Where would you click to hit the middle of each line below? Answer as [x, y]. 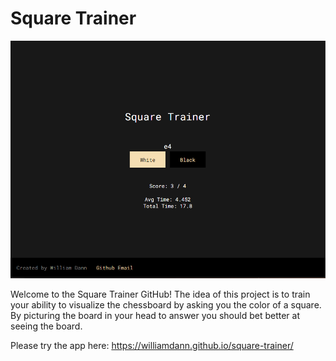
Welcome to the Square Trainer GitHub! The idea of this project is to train [160, 294]
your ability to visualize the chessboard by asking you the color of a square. [166, 305]
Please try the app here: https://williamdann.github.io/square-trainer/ [152, 346]
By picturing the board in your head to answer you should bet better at [155, 316]
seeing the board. [46, 326]
